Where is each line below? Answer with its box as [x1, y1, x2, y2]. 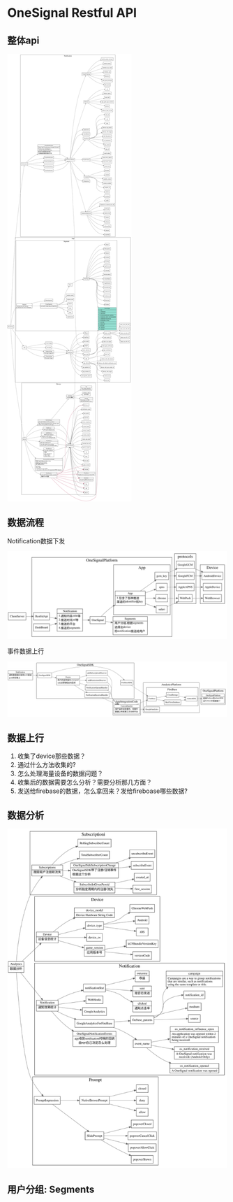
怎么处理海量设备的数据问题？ [17, 769, 103, 778]
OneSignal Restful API [7, 5, 137, 21]
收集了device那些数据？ [17, 752, 86, 760]
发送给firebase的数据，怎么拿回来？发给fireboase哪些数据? [17, 787, 188, 795]
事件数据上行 [7, 647, 44, 655]
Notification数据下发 [7, 536, 66, 545]
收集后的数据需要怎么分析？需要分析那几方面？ [17, 778, 152, 787]
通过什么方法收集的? [17, 761, 76, 769]
